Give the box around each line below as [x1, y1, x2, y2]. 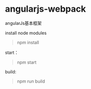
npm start [17, 59, 36, 65]
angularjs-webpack [5, 3, 86, 15]
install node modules [5, 30, 47, 36]
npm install [17, 39, 39, 45]
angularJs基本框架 [5, 20, 42, 26]
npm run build [17, 78, 45, 84]
